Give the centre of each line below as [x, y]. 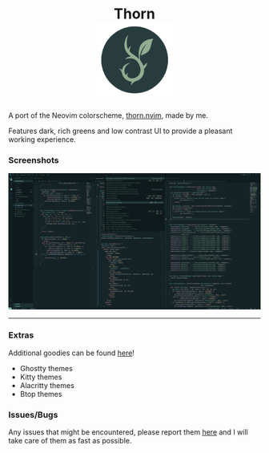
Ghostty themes [46, 368]
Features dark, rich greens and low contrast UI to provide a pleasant [120, 131]
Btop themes [41, 394]
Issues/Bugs [33, 415]
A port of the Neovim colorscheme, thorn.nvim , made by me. [108, 115]
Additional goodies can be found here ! [71, 353]
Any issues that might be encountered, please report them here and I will [128, 432]
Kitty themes [41, 377]
